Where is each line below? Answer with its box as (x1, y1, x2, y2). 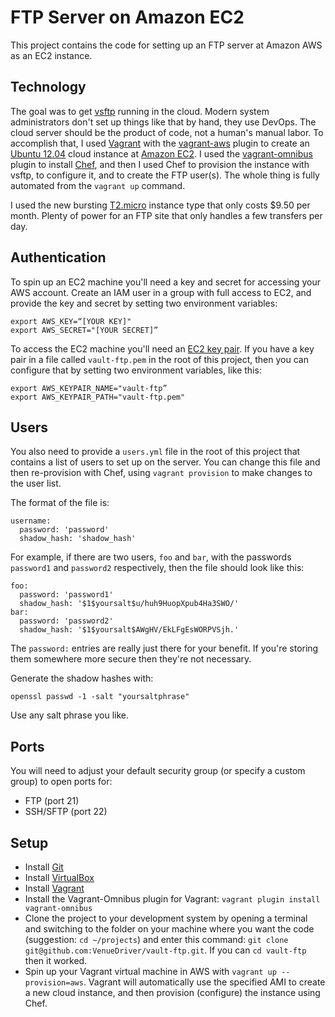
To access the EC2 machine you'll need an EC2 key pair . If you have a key (10, 342, 315, 355)
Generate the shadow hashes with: (10, 672, 154, 685)
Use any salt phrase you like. (10, 709, 130, 721)
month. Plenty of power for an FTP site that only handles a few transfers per (10, 209, 323, 221)
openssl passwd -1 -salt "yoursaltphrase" (10, 692, 190, 702)
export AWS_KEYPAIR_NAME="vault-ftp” (10, 383, 168, 393)
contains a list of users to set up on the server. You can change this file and (10, 456, 321, 468)
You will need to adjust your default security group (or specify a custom (10, 765, 306, 777)
